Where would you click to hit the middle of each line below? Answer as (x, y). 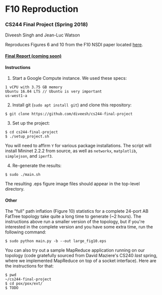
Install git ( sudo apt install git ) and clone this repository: (72, 105)
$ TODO (12, 288)
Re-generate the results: (37, 165)
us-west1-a (16, 96)
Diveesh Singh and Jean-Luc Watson (42, 35)
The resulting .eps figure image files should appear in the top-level (72, 184)
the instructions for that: (29, 266)
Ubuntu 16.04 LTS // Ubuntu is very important (54, 92)
